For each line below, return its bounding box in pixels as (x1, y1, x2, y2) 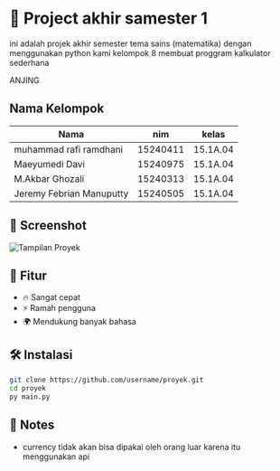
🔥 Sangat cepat (22, 292, 81, 303)
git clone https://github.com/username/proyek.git (9, 375, 204, 385)
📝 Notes (9, 418, 55, 433)
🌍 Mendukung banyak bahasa (22, 316, 137, 327)
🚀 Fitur (9, 268, 48, 283)
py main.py (9, 392, 51, 401)
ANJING (9, 74, 40, 85)
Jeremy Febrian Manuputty (14, 187, 129, 200)
